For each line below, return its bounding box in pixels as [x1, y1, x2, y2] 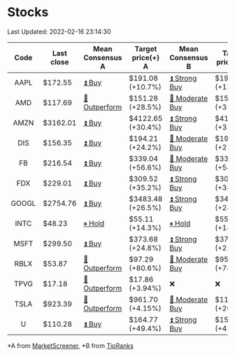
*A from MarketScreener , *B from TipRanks [7, 341, 134, 350]
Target [134, 43, 157, 53]
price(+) [131, 52, 159, 62]
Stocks [7, 4, 49, 20]
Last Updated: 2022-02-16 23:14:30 [7, 27, 111, 36]
